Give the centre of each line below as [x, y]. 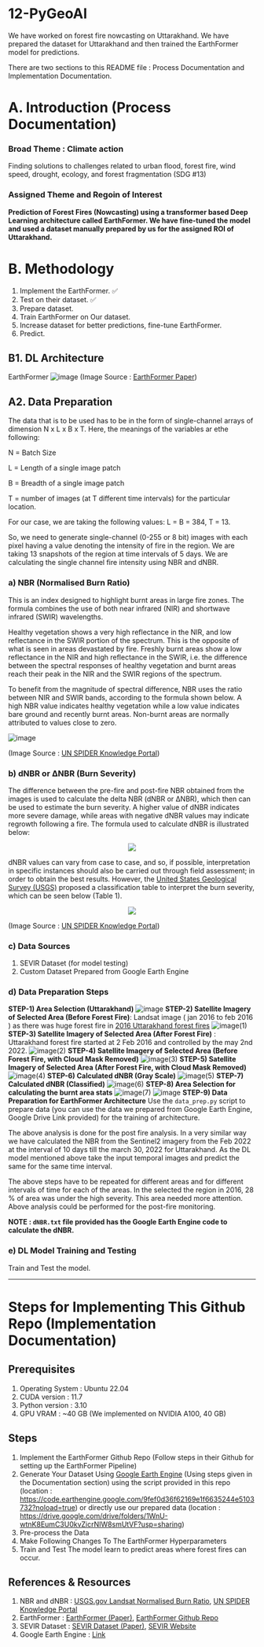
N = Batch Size [32, 452]
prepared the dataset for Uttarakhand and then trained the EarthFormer [123, 43]
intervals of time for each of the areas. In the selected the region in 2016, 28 [131, 1190]
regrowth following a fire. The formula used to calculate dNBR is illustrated [128, 824]
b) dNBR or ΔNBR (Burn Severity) [72, 774]
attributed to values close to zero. [62, 722]
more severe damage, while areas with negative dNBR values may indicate [129, 815]
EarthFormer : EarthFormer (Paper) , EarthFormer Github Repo [119, 1618]
